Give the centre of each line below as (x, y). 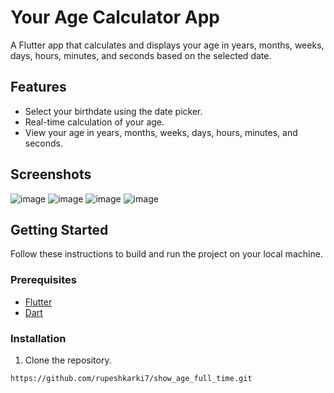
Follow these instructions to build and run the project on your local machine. (166, 254)
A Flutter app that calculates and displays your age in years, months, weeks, (167, 45)
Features (38, 87)
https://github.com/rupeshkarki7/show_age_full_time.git (131, 378)
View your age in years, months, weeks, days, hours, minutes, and (161, 132)
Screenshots (51, 174)
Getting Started (59, 229)
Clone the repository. (68, 360)
